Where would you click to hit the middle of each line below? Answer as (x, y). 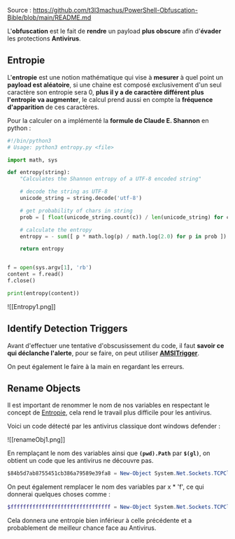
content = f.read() (36, 274)
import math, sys (33, 160)
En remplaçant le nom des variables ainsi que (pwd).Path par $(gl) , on (109, 453)
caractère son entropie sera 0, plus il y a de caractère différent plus (106, 92)
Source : (19, 10)
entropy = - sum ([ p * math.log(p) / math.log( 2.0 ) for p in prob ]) (123, 236)
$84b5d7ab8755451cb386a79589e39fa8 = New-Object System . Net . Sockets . (111, 474)
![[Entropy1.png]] (31, 306)
